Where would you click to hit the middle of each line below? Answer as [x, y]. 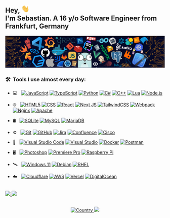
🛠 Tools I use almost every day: [46, 80]
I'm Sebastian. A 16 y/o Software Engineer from [81, 19]
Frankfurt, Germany [37, 26]
